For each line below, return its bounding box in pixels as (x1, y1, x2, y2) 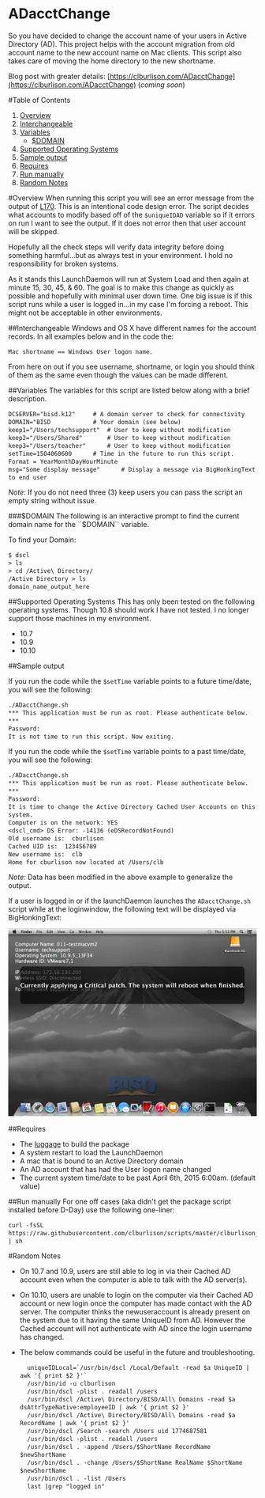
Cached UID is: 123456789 (8, 842, 97, 851)
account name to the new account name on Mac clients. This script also (8, 47, 242, 57)
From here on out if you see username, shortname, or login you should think (8, 362, 255, 371)
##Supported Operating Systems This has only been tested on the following (8, 597, 255, 606)
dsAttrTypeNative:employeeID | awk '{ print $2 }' (19, 1404, 190, 1412)
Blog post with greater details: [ (8, 71, 110, 81)
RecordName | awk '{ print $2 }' (19, 1420, 130, 1428)
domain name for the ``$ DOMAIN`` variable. (8, 519, 150, 529)
